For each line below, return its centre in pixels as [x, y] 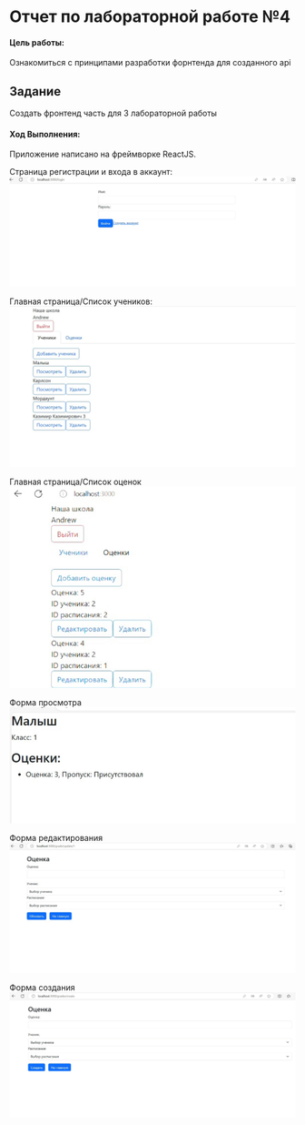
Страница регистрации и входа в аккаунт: [91, 172]
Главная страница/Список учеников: [81, 301]
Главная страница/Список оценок [76, 482]
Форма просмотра [45, 702]
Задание [35, 91]
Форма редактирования [56, 838]
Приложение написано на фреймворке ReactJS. [103, 154]
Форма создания [42, 987]
